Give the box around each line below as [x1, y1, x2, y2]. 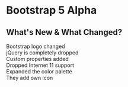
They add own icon [6, 75, 53, 81]
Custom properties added [6, 56, 69, 62]
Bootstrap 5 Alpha [6, 4, 97, 17]
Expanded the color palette [6, 68, 72, 75]
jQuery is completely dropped [6, 49, 79, 56]
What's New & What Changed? [6, 27, 123, 37]
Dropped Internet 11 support [6, 62, 75, 69]
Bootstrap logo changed [6, 43, 65, 50]
